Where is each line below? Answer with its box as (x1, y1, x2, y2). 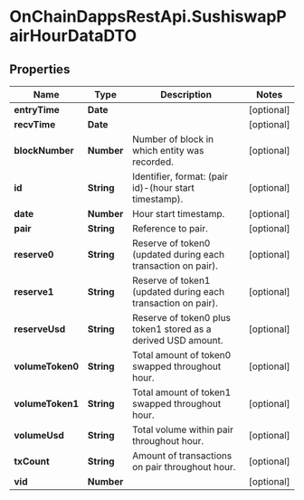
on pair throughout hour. (132, 461, 236, 473)
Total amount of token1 (132, 386, 232, 399)
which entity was (132, 145, 204, 156)
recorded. (132, 156, 174, 168)
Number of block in (132, 133, 214, 146)
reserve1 (14, 286, 54, 297)
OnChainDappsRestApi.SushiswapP (9, 6, 287, 27)
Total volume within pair (132, 423, 233, 436)
